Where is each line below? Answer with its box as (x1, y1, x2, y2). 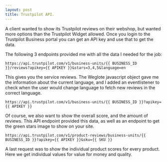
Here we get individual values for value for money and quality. (5, 151, 133, 157)
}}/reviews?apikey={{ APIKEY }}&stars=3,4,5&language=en (5, 65, 126, 70)
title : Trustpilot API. (5, 12, 55, 17)
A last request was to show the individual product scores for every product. (5, 146, 160, 152)
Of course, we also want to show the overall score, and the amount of (5, 113, 149, 119)
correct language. (5, 90, 42, 96)
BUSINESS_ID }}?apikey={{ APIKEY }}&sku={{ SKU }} (5, 137, 113, 142)
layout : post (5, 7, 32, 12)
